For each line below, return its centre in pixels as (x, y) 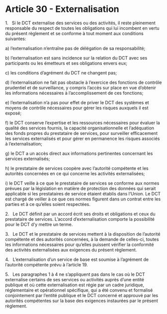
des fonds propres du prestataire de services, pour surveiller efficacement (82, 133)
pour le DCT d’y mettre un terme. (39, 224)
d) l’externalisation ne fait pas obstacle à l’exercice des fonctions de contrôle (83, 82)
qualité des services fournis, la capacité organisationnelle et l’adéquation (80, 128)
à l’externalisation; (24, 144)
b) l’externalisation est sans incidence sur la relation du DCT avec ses (76, 58)
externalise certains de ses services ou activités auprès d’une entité (75, 279)
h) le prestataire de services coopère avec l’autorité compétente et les (77, 168)
